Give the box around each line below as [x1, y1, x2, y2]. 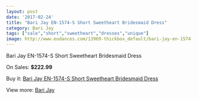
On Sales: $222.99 [6, 64, 52, 71]
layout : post [6, 8, 38, 15]
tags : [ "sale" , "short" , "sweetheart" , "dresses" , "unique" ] [6, 31, 149, 37]
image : [6, 36, 22, 42]
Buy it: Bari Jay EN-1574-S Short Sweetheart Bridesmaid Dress [6, 75, 159, 82]
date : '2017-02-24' [6, 14, 54, 20]
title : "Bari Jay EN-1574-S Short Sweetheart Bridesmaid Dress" [6, 19, 167, 25]
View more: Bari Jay [6, 87, 55, 93]
